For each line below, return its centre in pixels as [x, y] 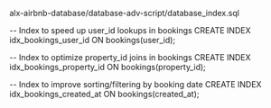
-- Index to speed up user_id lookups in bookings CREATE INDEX [130, 30]
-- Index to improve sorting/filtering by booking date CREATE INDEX [135, 84]
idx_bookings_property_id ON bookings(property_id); [107, 67]
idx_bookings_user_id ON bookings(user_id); [93, 40]
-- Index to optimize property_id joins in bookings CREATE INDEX [130, 57]
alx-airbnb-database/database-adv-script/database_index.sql [124, 13]
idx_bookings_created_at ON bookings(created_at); [105, 94]
